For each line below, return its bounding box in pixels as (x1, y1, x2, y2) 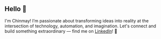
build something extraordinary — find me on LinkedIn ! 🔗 (4, 28, 117, 34)
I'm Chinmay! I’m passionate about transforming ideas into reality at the (4, 18, 149, 23)
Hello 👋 (4, 5, 27, 13)
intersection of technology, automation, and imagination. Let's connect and (4, 23, 157, 29)
